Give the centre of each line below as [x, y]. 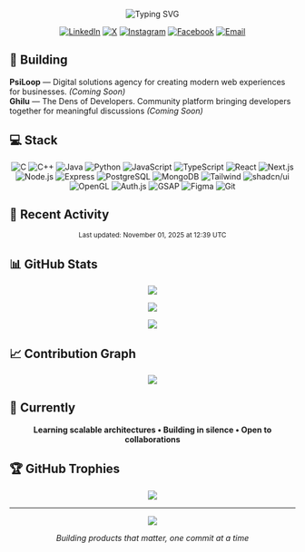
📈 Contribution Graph [73, 353]
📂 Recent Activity [59, 214]
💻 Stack [34, 140]
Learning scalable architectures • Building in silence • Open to [152, 430]
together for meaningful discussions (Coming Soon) [107, 111]
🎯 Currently [42, 408]
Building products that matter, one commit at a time [152, 537]
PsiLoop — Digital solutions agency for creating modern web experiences [148, 82]
